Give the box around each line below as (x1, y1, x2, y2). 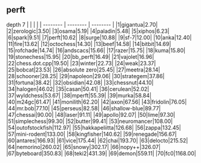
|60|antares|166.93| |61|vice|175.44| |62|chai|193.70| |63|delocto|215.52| (6, 136, 188, 144)
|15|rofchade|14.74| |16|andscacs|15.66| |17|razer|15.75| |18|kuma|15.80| (6, 47, 186, 54)
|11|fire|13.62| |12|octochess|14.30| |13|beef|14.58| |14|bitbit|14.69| (6, 40, 171, 47)
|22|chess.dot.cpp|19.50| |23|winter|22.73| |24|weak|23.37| (6, 59, 156, 67)
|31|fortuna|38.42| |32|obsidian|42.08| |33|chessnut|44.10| (6, 79, 154, 86)
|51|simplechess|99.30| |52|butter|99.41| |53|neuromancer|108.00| (6, 118, 173, 125)
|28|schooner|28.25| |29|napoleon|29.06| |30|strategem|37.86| (6, 72, 165, 79)
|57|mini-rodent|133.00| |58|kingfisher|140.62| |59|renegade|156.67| (6, 130, 177, 138)
